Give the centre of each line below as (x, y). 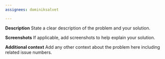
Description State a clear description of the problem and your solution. (78, 28)
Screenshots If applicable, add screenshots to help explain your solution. (80, 37)
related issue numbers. (29, 52)
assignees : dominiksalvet (32, 10)
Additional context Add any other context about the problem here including (83, 47)
